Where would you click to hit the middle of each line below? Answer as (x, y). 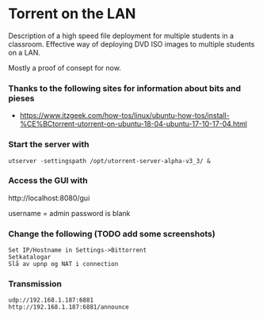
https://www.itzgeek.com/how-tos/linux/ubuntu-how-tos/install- (124, 116)
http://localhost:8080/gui (49, 198)
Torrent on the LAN (72, 14)
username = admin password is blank (69, 213)
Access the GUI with (48, 180)
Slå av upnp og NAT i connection (63, 264)
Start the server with (49, 145)
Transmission (35, 284)
